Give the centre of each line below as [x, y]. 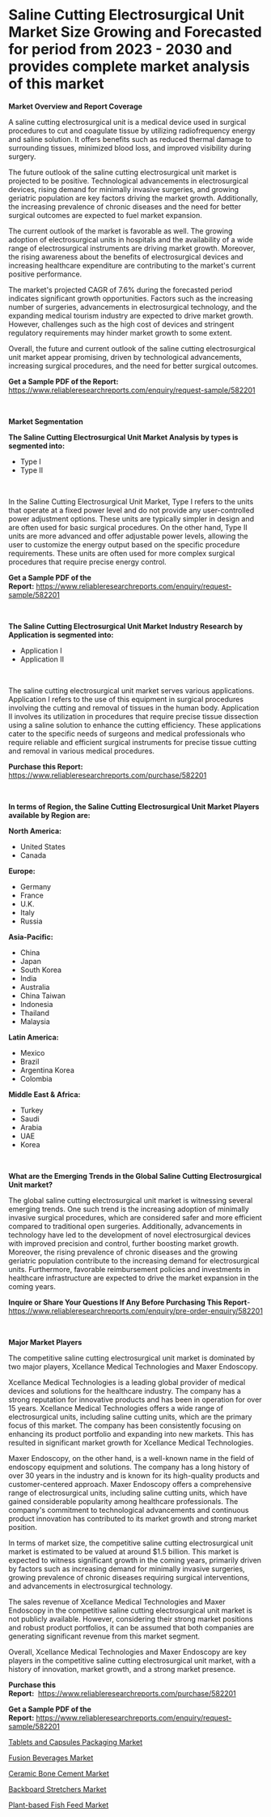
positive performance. [45, 274]
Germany [35, 886]
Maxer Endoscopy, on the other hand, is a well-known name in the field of [131, 1458]
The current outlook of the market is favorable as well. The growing [121, 231]
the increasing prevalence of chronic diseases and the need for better [125, 206]
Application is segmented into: [61, 635]
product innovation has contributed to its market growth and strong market [133, 1519]
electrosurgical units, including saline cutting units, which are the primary [130, 1416]
